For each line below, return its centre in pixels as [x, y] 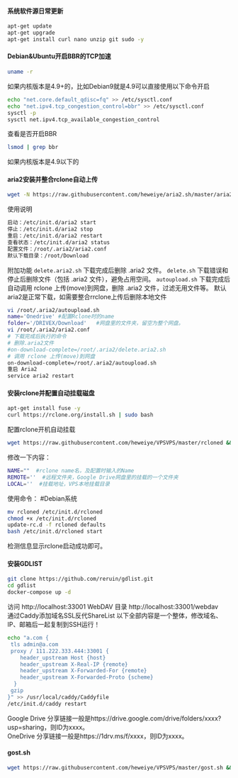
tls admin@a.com [34, 644]
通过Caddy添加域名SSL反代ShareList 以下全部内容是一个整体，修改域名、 [115, 616]
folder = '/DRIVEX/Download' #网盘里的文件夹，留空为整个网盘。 [96, 323]
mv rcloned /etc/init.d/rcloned [55, 512]
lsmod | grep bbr [33, 148]
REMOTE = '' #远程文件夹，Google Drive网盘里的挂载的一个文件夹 [93, 477]
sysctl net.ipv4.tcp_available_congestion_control [84, 120]
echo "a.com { [28, 638]
